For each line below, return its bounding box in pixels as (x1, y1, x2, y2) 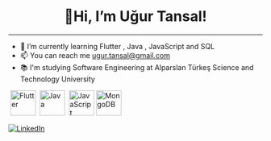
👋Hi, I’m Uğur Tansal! (64, 7, 207, 26)
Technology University (19, 74, 95, 84)
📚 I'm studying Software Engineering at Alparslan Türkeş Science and (19, 62, 254, 72)
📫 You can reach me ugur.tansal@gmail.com (19, 50, 171, 60)
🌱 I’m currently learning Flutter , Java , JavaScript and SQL (19, 41, 215, 51)
